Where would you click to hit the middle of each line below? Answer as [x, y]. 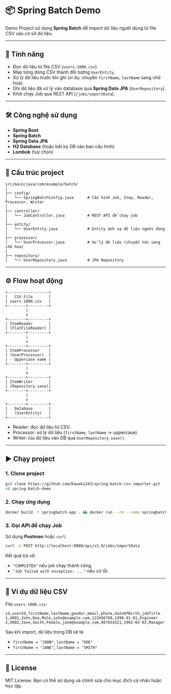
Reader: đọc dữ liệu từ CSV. [41, 427]
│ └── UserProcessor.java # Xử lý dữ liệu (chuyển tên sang [83, 243]
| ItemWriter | [28, 382]
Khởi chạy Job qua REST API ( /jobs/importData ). [64, 93]
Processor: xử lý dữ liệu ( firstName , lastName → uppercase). [75, 433]
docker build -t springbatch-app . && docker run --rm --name [73, 512]
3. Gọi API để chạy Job [34, 525]
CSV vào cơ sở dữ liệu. [29, 33]
